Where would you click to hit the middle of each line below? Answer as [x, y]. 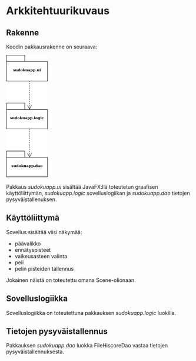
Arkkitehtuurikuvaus [58, 11]
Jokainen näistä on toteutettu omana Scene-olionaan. [71, 280]
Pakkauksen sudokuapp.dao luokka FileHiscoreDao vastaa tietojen [87, 346]
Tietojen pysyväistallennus [57, 332]
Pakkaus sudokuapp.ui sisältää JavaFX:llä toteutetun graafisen [82, 187]
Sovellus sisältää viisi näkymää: [44, 232]
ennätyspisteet [33, 250]
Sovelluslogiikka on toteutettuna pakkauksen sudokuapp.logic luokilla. [91, 313]
